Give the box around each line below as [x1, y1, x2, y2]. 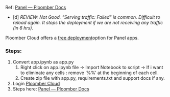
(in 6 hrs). [12, 25, 34, 31]
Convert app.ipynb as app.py [12, 59, 74, 65]
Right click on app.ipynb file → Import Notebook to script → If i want [20, 64, 163, 71]
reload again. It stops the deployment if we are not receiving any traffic [12, 20, 163, 25]
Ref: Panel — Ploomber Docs [5, 5, 66, 10]
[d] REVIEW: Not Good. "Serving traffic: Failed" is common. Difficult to [12, 14, 161, 20]
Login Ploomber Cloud [12, 81, 60, 87]
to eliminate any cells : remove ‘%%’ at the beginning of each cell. [20, 70, 159, 76]
